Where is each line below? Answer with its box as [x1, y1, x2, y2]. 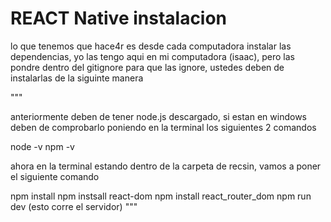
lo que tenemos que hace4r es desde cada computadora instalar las [10, 40, 292, 52]
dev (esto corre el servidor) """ [10, 200, 138, 212]
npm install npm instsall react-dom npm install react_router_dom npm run [10, 190, 312, 202]
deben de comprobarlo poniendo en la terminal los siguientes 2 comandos [10, 121, 317, 133]
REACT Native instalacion [10, 7, 228, 30]
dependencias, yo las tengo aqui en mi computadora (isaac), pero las [10, 50, 295, 62]
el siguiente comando [10, 170, 100, 182]
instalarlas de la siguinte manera [10, 72, 144, 84]
